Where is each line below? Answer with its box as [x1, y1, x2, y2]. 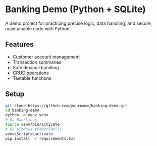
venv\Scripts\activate [5, 131, 53, 136]
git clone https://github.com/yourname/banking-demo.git [5, 103, 128, 108]
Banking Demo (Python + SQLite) [5, 4, 146, 15]
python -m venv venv [5, 113, 49, 118]
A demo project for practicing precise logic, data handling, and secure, [5, 20, 152, 26]
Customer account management [12, 54, 80, 60]
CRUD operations [12, 70, 49, 76]
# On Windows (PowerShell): [5, 126, 65, 132]
